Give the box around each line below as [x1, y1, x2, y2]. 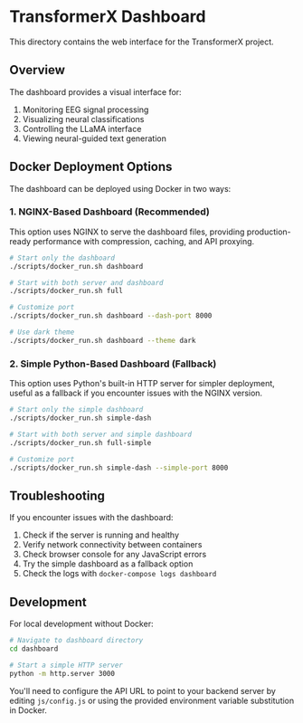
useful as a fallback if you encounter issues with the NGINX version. [9, 387, 263, 399]
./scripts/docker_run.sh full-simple [9, 438, 152, 447]
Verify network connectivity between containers [22, 539, 203, 550]
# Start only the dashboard [9, 253, 116, 262]
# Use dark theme [9, 328, 75, 337]
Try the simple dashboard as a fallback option [22, 558, 194, 569]
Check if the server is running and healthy [22, 529, 179, 540]
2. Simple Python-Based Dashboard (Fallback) [9, 357, 217, 370]
